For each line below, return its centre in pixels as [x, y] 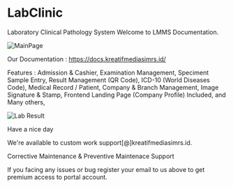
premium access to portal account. [58, 177]
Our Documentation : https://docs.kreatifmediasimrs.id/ [87, 59]
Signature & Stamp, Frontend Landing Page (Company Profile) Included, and [117, 95]
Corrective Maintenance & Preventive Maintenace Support [91, 156]
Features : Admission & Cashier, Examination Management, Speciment [108, 72]
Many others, [26, 102]
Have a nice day [30, 129]
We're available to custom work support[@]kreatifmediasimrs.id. [100, 142]
